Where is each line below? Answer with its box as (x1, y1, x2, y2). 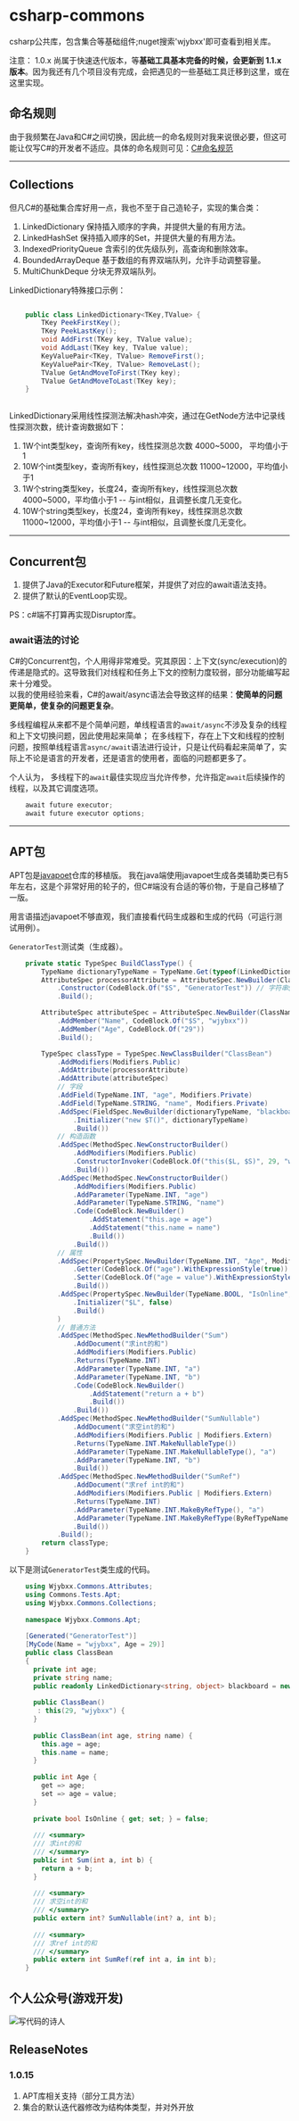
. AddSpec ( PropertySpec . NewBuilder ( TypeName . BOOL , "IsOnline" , (56, 1290, 293, 1299)
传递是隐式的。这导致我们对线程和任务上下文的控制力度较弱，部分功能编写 (9, 667, 282, 678)
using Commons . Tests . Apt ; (25, 1590, 122, 1599)
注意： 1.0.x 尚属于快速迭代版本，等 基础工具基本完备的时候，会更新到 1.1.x (9, 54, 282, 65)
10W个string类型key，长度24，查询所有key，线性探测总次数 (21, 506, 243, 517)
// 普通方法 (56, 1322, 96, 1332)
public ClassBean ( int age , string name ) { (32, 1731, 193, 1740)
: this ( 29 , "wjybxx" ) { (36, 1706, 125, 1716)
